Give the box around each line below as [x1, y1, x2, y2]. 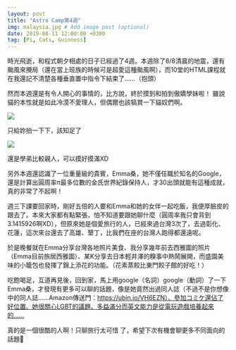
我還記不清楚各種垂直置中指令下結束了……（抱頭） [13, 75, 161, 83]
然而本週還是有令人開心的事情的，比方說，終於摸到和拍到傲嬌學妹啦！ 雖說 [7, 89, 225, 98]
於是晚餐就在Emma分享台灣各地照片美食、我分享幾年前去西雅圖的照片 [7, 244, 211, 252]
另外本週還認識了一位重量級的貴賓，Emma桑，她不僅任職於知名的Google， [7, 170, 225, 178]
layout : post [7, 10, 46, 18]
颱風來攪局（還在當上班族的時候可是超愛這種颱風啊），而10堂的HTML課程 [7, 65, 220, 74]
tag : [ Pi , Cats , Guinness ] [7, 37, 87, 44]
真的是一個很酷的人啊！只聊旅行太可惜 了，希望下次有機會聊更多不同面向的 [7, 326, 225, 335]
